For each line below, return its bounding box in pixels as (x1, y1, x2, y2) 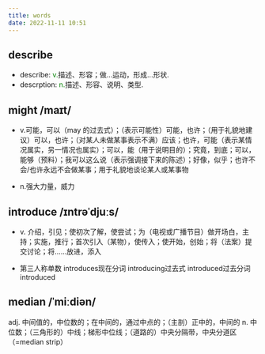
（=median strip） (8, 337, 68, 346)
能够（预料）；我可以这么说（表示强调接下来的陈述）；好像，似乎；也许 (19, 155, 249, 164)
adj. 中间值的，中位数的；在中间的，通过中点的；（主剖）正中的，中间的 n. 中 (8, 317, 257, 326)
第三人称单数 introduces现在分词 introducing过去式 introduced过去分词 (19, 263, 251, 273)
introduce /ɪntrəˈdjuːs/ (8, 205, 119, 218)
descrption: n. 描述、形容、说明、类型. (19, 80, 144, 89)
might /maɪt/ (8, 104, 72, 117)
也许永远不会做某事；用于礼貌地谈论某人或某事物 (28, 165, 189, 175)
